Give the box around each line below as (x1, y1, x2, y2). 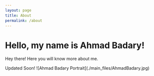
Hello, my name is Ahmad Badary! (5, 39, 145, 51)
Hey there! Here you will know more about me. (5, 56, 98, 62)
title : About (5, 13, 32, 18)
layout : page (5, 8, 32, 13)
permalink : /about (5, 18, 42, 23)
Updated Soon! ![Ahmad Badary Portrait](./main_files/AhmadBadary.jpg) (5, 65, 150, 71)
